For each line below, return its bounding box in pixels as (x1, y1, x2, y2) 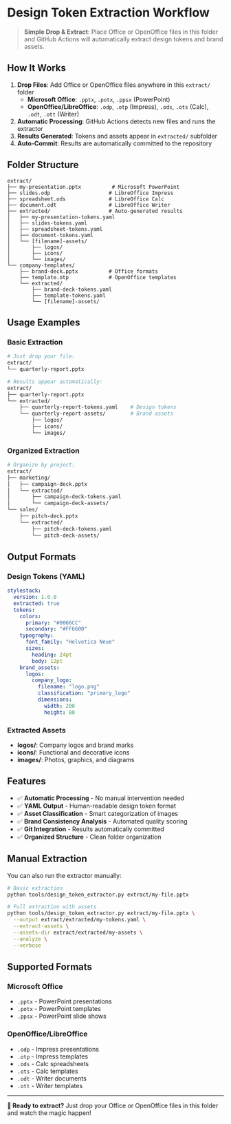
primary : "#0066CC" (25, 619, 81, 626)
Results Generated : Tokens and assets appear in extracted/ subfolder (16, 132, 218, 140)
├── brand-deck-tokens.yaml (32, 286, 112, 293)
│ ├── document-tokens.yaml (7, 232, 94, 238)
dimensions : (37, 696, 72, 704)
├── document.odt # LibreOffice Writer (7, 201, 170, 208)
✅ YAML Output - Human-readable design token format (16, 801, 177, 810)
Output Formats (7, 551, 76, 562)
